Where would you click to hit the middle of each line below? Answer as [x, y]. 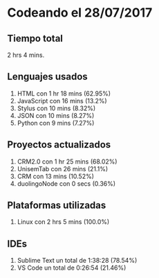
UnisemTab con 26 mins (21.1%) [63, 168]
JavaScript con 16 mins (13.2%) [62, 101]
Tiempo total [35, 38]
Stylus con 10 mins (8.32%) [56, 108]
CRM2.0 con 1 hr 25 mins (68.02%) [67, 162]
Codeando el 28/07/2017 [80, 13]
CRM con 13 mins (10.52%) [56, 176]
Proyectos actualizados [59, 145]
